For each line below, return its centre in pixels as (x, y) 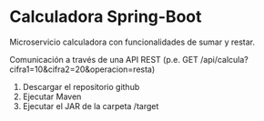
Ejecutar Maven (52, 96)
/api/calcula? (224, 59)
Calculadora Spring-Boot (106, 17)
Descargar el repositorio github (81, 86)
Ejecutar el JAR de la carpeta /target (91, 106)
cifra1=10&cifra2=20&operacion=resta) (82, 69)
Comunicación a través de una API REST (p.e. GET (104, 59)
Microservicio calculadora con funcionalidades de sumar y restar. (132, 42)
